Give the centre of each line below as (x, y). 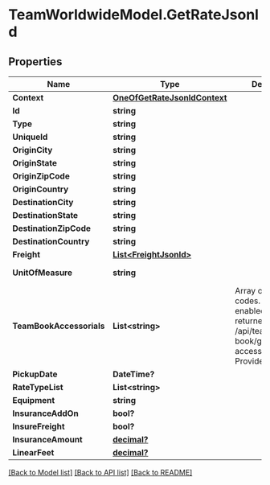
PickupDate (35, 374)
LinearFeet (33, 452)
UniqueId (30, 137)
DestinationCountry (51, 241)
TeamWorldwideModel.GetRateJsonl (134, 15)
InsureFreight (39, 426)
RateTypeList (38, 387)
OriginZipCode (41, 176)
